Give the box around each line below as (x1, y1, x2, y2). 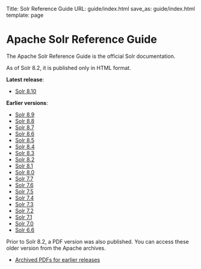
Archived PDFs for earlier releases (14, 256, 100, 263)
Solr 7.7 (14, 175, 34, 182)
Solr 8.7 (14, 124, 34, 131)
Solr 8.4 (14, 143, 35, 150)
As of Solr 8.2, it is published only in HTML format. (6, 64, 131, 71)
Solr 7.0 (14, 220, 34, 227)
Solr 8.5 (14, 136, 35, 144)
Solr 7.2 (14, 207, 34, 214)
